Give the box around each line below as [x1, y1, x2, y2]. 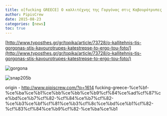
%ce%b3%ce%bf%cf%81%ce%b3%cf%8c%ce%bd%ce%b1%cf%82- [5, 100, 154, 106]
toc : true [5, 26, 26, 31]
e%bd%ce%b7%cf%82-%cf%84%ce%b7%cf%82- [5, 95, 114, 101]
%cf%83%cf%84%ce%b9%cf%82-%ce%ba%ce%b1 [5, 106, 118, 112]
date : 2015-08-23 [5, 16, 41, 21]
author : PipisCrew [5, 12, 43, 17]
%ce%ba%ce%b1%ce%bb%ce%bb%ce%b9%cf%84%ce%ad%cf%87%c [5, 90, 161, 96]
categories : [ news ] [5, 21, 46, 26]
